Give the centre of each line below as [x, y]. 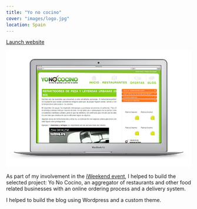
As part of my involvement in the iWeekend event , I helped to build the [91, 176]
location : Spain [26, 25]
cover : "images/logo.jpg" [38, 18]
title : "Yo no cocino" [34, 12]
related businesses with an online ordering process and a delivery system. [96, 189]
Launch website [25, 42]
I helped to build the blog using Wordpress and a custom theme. [84, 200]
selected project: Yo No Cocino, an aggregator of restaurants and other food [98, 183]
